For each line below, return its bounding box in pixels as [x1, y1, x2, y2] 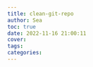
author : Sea [7, 17, 42, 24]
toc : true [7, 23, 37, 30]
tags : [7, 43, 23, 50]
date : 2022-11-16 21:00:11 [7, 29, 87, 37]
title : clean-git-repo [7, 10, 74, 17]
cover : [7, 36, 27, 43]
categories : [7, 50, 42, 57]
